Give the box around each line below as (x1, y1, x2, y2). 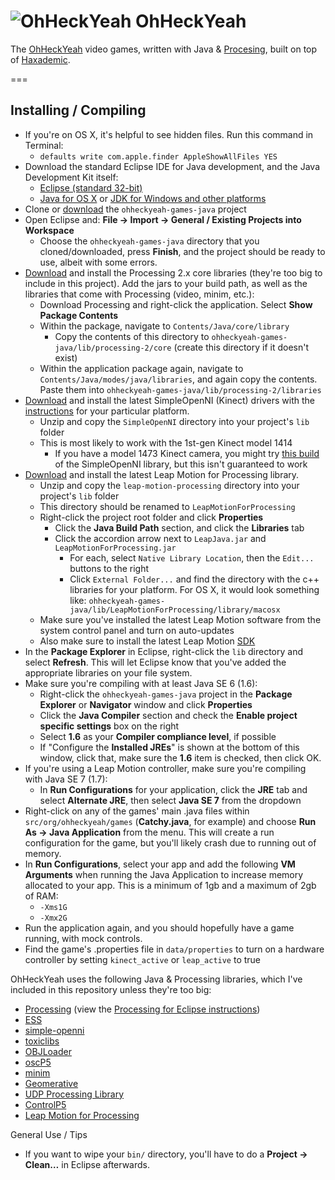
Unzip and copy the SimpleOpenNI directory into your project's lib (39, 415, 310, 427)
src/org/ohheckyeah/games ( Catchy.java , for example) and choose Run (24, 815, 317, 827)
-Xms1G (39, 902, 68, 912)
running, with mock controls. (24, 932, 143, 944)
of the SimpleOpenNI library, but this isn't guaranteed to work (54, 458, 308, 470)
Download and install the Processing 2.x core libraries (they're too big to (24, 266, 323, 279)
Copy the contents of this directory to (54, 330, 210, 342)
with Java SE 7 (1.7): (24, 773, 108, 785)
